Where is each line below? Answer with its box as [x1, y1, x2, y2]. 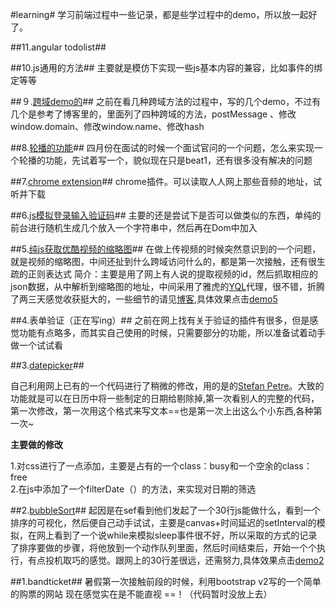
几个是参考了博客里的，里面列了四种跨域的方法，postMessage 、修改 [10, 108, 297, 120]
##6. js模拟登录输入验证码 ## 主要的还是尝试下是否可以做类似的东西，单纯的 [10, 209, 322, 221]
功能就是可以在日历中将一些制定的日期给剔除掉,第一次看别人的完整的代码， [10, 393, 320, 404]
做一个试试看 [10, 339, 63, 351]
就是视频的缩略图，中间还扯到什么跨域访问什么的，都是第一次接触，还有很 [10, 256, 317, 267]
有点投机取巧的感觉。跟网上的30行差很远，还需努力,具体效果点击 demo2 [27, 554, 325, 566]
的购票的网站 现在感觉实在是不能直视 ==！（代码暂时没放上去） [10, 588, 273, 600]
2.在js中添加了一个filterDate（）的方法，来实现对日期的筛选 [10, 483, 257, 495]
